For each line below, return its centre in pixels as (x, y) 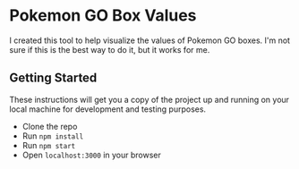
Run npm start (49, 145)
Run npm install (53, 136)
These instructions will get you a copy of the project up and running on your (149, 99)
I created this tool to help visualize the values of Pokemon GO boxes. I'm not (150, 40)
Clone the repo (50, 126)
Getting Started (53, 78)
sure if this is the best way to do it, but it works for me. (110, 49)
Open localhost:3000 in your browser (91, 155)
